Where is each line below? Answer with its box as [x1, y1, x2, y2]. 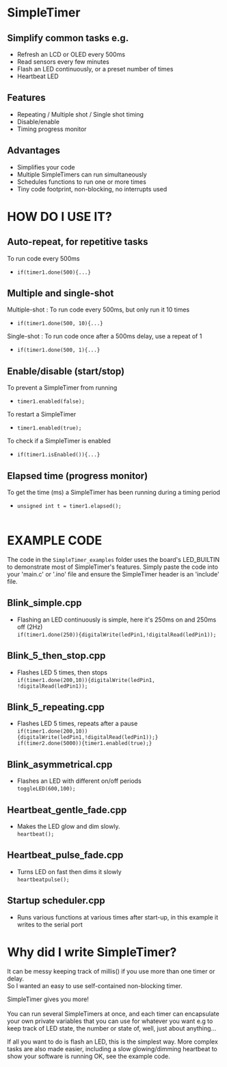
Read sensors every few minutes [16, 58, 109, 66]
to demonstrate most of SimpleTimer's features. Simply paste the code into [7, 563, 219, 571]
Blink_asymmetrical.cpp [7, 758, 113, 770]
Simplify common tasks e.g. [7, 32, 129, 44]
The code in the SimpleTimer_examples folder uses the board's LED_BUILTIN [7, 556, 220, 563]
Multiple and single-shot [7, 288, 114, 299]
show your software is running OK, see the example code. [7, 1052, 170, 1060]
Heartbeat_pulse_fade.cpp [7, 849, 124, 861]
